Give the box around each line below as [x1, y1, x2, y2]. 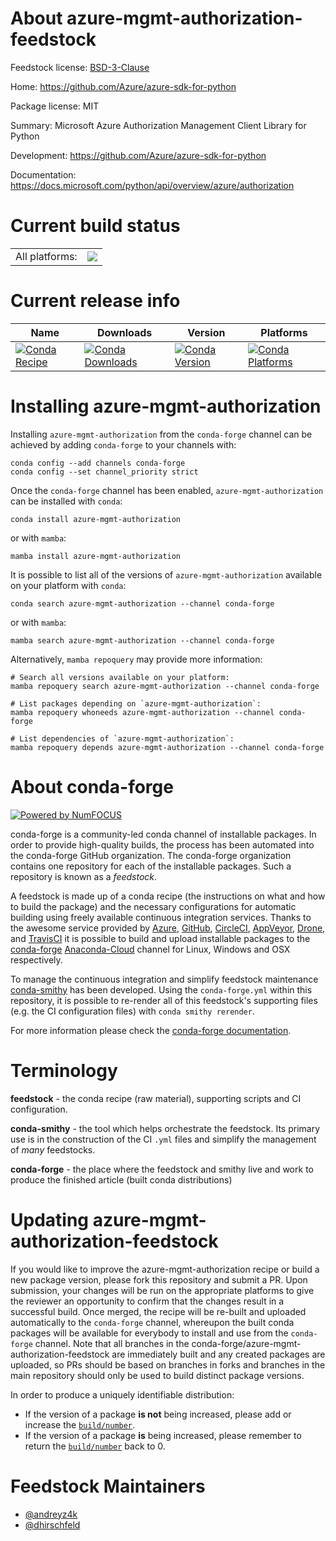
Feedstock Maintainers [10, 1475, 206, 1497]
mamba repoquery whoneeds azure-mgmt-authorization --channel [10, 707, 275, 717]
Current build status [10, 215, 181, 237]
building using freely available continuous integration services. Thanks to [10, 911, 312, 923]
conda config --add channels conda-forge [10, 458, 186, 468]
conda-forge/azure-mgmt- [191, 1337, 302, 1349]
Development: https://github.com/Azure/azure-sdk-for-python [10, 149, 267, 161]
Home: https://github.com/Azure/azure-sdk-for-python [10, 80, 237, 92]
